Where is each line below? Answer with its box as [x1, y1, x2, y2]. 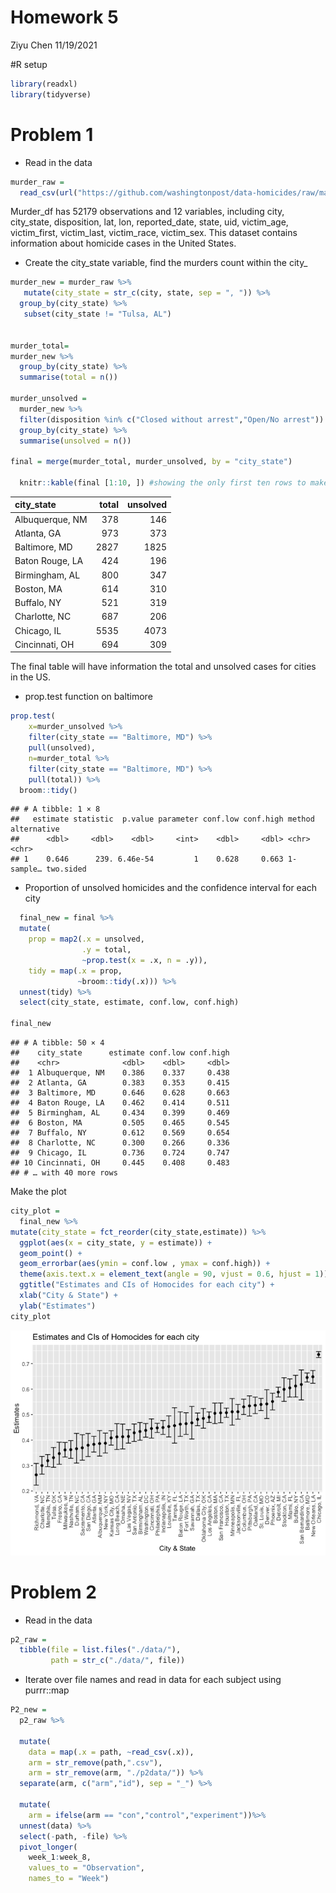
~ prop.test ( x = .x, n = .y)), [81, 955, 208, 965]
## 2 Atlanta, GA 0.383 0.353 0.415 [10, 1078, 230, 1088]
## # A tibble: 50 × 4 [10, 1038, 105, 1048]
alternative [10, 824, 60, 835]
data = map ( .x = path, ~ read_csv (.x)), [28, 1747, 195, 1757]
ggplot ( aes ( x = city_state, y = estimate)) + [19, 1237, 213, 1248]
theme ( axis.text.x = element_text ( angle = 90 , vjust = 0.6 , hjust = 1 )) [19, 1269, 329, 1280]
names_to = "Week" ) [28, 1874, 110, 1884]
